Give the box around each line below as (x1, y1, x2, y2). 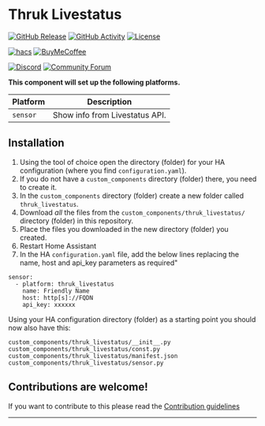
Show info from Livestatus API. (52, 109, 167, 120)
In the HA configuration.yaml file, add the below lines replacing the (19, 249, 239, 259)
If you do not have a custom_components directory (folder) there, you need (19, 174, 257, 183)
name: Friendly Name (22, 286, 90, 295)
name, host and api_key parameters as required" (19, 258, 178, 267)
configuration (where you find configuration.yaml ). (19, 166, 187, 175)
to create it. (19, 182, 58, 192)
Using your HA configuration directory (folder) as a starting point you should (8, 314, 256, 324)
